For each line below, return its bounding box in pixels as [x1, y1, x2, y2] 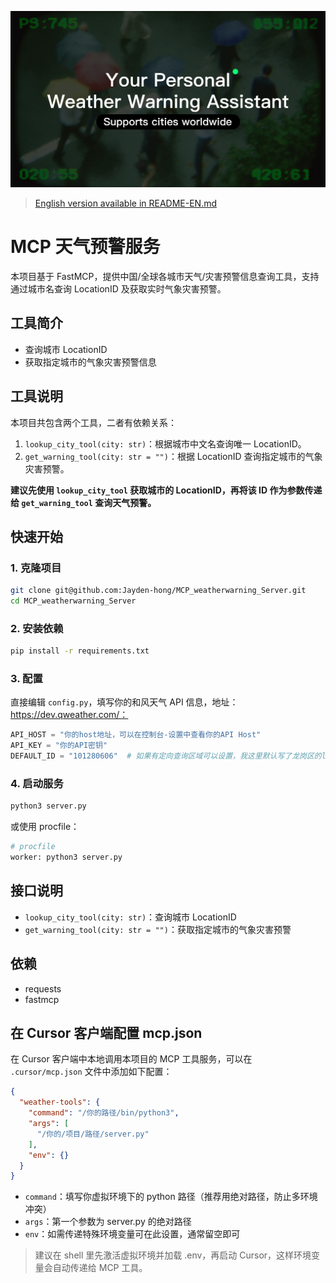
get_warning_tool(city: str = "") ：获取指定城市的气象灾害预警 [24, 923, 292, 935]
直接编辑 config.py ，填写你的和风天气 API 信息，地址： [10, 696, 239, 708]
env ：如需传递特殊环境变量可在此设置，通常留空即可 [24, 1228, 241, 1240]
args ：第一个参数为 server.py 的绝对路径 [24, 1216, 192, 1228]
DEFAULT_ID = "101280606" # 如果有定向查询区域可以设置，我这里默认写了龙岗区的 [10, 751, 322, 761]
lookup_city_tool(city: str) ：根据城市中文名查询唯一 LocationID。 [24, 437, 307, 450]
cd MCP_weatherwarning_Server [10, 596, 137, 606]
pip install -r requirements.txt [10, 646, 150, 656]
